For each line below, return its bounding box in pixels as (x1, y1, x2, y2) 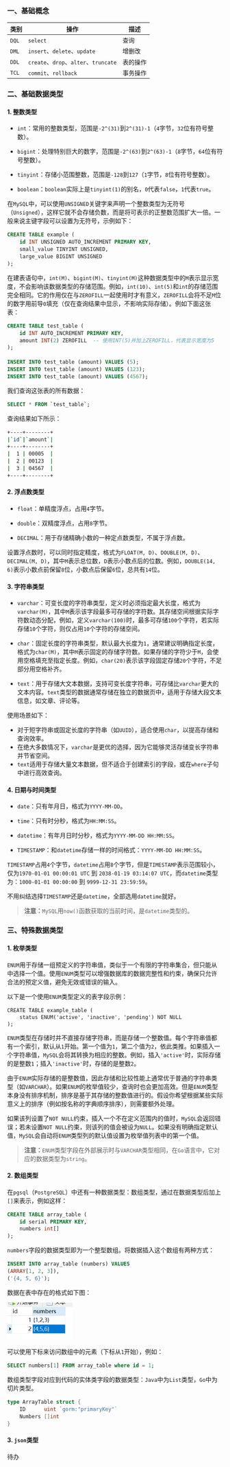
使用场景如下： (7, 712, 49, 720)
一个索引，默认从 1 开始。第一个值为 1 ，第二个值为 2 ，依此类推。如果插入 (12, 1042, 214, 1051)
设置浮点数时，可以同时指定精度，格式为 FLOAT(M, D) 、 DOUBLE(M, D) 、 (7, 548, 204, 556)
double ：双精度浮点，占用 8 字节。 (16, 519, 111, 527)
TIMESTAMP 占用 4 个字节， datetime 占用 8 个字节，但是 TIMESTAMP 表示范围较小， (7, 860, 219, 869)
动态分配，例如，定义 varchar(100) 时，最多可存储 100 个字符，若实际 (29, 616, 220, 624)
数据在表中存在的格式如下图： (7, 1288, 91, 1296)
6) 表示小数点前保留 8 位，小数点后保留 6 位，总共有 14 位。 (7, 565, 164, 574)
